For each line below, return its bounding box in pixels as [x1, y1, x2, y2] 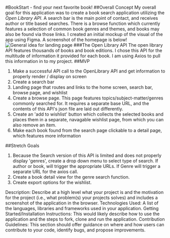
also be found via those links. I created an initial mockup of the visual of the [5, 31, 163, 37]
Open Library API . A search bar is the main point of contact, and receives [5, 15, 158, 21]
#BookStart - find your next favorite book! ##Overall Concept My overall [5, 5, 156, 10]
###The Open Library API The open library [73, 42, 163, 48]
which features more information [12, 133, 81, 139]
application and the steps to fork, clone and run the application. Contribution [5, 216, 165, 222]
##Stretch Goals [5, 143, 40, 149]
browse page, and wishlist [12, 90, 67, 95]
